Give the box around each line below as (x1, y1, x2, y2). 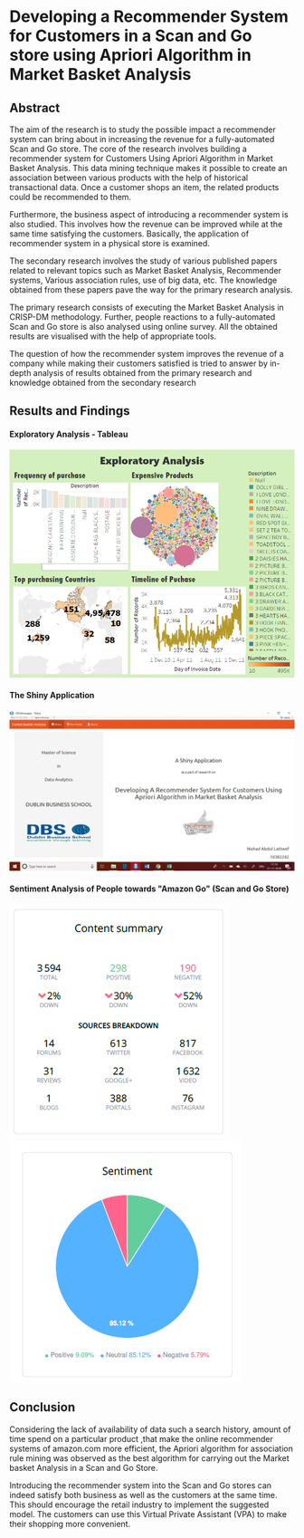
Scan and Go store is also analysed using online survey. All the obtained (9, 322, 278, 332)
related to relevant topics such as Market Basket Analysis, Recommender (9, 265, 282, 275)
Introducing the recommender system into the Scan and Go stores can (9, 1479, 272, 1491)
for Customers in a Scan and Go (9, 25, 252, 46)
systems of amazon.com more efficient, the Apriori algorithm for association (9, 1443, 294, 1454)
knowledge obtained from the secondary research (9, 378, 196, 388)
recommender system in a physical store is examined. (9, 238, 211, 248)
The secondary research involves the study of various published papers (9, 255, 278, 266)
